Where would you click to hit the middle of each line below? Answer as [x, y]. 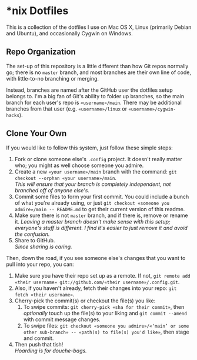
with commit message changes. [62, 319]
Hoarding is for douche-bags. [51, 351]
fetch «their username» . [44, 294]
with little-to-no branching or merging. [52, 78]
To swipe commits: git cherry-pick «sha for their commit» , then [104, 306]
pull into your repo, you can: [40, 264]
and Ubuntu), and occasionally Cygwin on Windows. [70, 33]
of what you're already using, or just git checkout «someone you [92, 203]
